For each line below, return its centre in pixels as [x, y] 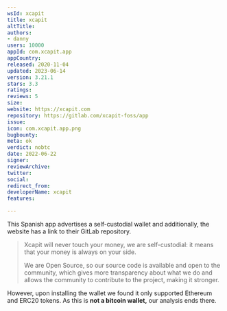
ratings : [20, 90]
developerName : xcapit [39, 192]
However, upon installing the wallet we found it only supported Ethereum [110, 293]
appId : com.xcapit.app [39, 52]
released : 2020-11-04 [38, 65]
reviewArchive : [29, 166]
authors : [20, 33]
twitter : [20, 173]
